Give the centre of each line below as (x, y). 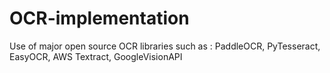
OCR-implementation (99, 18)
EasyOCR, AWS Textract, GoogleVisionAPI (96, 56)
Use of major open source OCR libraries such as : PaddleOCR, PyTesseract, (165, 46)
